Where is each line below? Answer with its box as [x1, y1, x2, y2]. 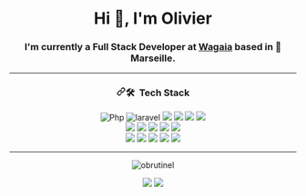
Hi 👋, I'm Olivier [94, 8, 212, 29]
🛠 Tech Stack [125, 86, 190, 99]
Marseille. [130, 52, 176, 64]
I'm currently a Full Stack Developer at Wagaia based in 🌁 [24, 41, 282, 54]
